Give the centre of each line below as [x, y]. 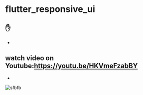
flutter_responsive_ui [50, 9]
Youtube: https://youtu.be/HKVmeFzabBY [71, 66]
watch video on [29, 58]
